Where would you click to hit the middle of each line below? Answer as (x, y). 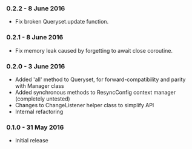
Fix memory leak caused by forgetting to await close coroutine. (94, 50)
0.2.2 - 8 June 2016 (36, 8)
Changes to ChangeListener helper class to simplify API (84, 105)
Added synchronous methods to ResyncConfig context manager (95, 92)
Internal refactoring (39, 111)
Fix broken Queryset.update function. (62, 22)
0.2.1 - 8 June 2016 (35, 38)
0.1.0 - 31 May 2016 (35, 127)
